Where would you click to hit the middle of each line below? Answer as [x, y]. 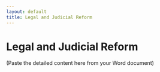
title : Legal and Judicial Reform [49, 17]
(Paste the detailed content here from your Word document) [80, 63]
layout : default [26, 12]
